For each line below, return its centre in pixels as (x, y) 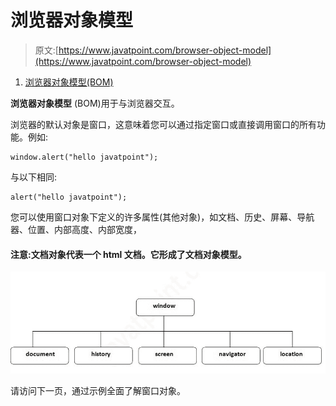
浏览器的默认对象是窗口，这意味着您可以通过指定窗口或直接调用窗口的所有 (163, 124)
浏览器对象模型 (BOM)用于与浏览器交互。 (95, 103)
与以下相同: (34, 177)
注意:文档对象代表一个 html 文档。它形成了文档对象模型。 (128, 254)
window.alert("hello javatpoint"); (84, 157)
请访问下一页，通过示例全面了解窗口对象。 (98, 391)
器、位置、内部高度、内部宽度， (76, 229)
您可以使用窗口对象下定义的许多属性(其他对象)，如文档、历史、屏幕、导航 (162, 217)
